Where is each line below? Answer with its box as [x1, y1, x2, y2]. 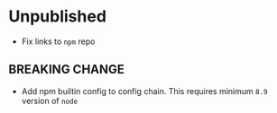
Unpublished [8, 6, 107, 27]
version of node [21, 95, 78, 106]
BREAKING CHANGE [8, 62, 125, 77]
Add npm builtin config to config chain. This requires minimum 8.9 [21, 85, 268, 96]
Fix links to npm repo [21, 36, 96, 47]
